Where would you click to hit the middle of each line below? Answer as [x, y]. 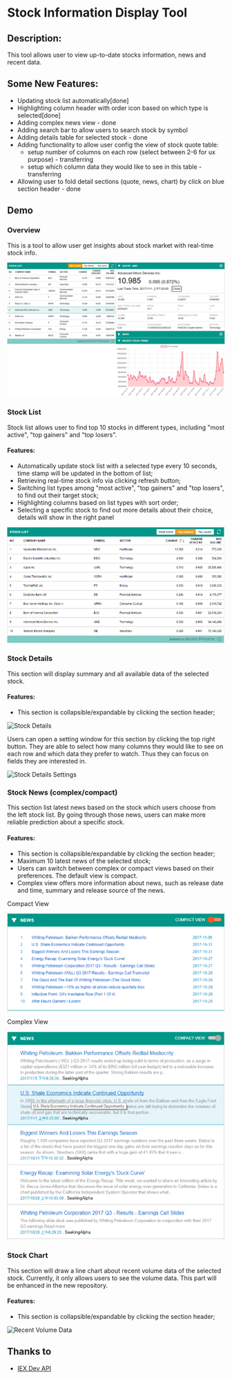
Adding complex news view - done [67, 122]
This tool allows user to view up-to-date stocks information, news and [107, 55]
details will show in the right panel [66, 517]
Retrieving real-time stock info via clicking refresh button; [99, 481]
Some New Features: [53, 84]
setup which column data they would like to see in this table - [115, 167]
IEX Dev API [34, 1368]
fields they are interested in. [47, 761]
